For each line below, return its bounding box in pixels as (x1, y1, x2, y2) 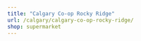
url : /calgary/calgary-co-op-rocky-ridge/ (7, 17, 134, 24)
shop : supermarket (7, 23, 61, 30)
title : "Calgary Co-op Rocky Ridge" (7, 10, 115, 17)
